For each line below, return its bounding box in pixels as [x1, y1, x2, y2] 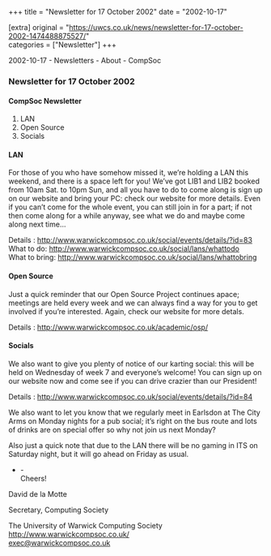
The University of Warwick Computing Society [8, 520, 163, 530]
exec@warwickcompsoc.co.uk [8, 537, 111, 547]
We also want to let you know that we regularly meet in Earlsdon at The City [8, 407, 260, 417]
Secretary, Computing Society [8, 505, 109, 515]
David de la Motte [8, 489, 67, 498]
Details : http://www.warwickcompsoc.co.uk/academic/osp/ [8, 322, 209, 332]
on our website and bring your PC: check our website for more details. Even [8, 194, 261, 204]
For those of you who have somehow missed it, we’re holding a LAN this [8, 168, 249, 178]
